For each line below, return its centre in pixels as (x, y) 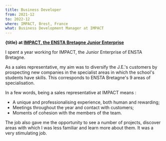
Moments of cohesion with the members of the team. (67, 113)
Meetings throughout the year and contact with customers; (73, 108)
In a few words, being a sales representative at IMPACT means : (71, 93)
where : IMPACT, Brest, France (37, 24)
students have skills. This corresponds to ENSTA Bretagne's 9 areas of (78, 78)
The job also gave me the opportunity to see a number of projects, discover (83, 123)
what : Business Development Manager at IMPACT (54, 28)
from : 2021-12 (20, 14)
